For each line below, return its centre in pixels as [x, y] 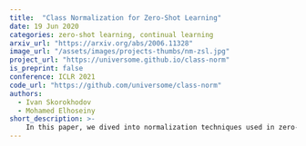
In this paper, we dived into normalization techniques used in [150, 128]
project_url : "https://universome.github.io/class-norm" [120, 60]
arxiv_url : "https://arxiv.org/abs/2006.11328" [102, 43]
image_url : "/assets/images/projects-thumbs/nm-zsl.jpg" [120, 52]
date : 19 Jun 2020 [44, 26]
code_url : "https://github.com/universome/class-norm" [116, 85]
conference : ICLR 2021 [52, 77]
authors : [26, 93]
